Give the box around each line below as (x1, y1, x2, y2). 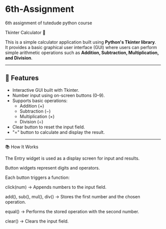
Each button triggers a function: (5, 174, 70, 180)
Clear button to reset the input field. (12, 124, 85, 130)
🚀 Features (5, 74, 39, 82)
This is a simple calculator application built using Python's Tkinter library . (5, 39, 157, 45)
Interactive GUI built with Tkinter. (12, 87, 80, 93)
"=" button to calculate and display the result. (12, 129, 105, 135)
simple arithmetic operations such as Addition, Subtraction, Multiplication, (5, 50, 159, 56)
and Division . (5, 55, 33, 60)
